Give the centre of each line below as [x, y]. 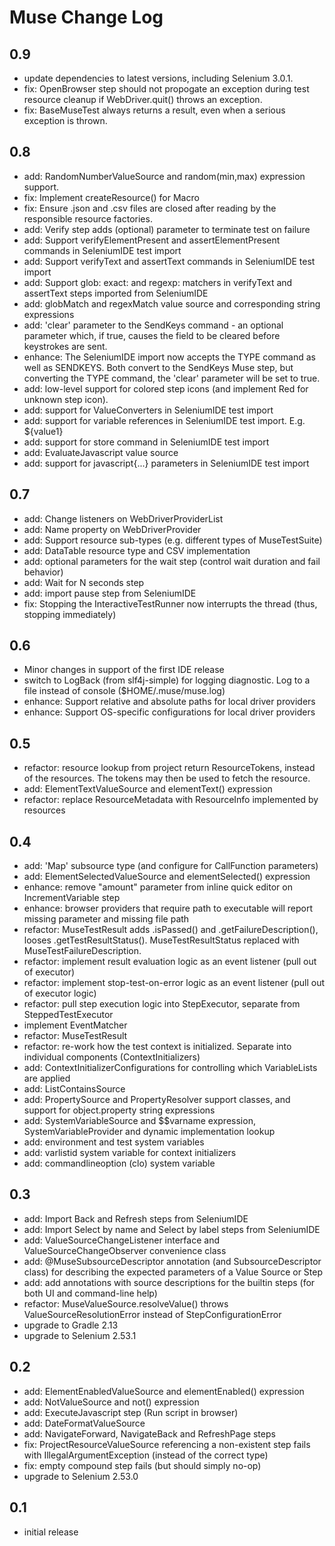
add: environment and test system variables [114, 1142]
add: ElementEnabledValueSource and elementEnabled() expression [164, 1391]
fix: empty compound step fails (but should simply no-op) [142, 1465]
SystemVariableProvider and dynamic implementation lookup [149, 1132]
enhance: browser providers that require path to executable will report [168, 908]
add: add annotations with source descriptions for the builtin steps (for [169, 1282]
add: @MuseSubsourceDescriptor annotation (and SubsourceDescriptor [172, 1261]
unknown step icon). [66, 399]
